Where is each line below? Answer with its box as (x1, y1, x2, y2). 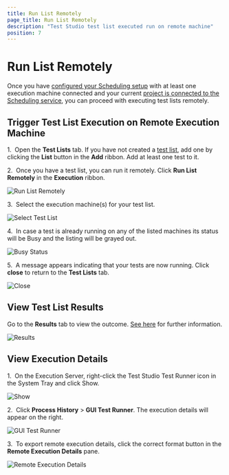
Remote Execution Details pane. (7, 447, 100, 455)
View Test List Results (7, 301, 104, 314)
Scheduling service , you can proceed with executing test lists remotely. (7, 97, 210, 105)
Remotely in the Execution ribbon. (7, 174, 105, 181)
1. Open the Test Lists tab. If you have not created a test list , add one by (7, 145, 213, 154)
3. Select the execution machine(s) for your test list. (7, 201, 155, 208)
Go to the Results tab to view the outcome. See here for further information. (7, 320, 222, 328)
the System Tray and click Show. (7, 378, 100, 387)
